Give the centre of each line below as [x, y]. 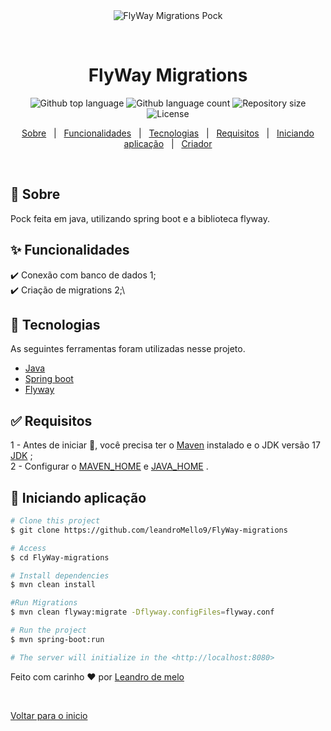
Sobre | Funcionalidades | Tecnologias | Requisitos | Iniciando [168, 133]
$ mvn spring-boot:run [57, 639]
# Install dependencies [60, 575]
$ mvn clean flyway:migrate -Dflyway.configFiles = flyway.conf [142, 612]
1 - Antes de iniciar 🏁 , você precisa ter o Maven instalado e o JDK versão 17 [165, 445]
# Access [28, 548]
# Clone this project [55, 521]
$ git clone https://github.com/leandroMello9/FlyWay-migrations [149, 530]
